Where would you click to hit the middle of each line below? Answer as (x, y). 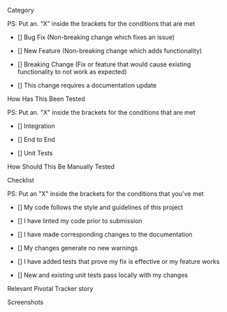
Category (21, 10)
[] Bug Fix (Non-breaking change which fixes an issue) (96, 37)
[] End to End (36, 140)
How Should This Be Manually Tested (61, 166)
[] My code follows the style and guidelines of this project (100, 207)
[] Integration (36, 126)
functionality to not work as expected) (72, 72)
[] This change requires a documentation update (87, 85)
